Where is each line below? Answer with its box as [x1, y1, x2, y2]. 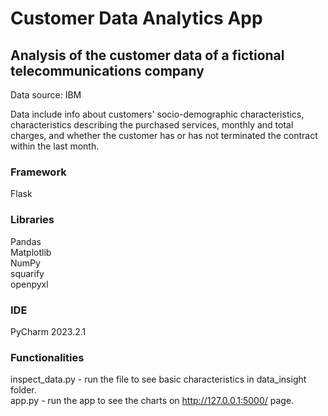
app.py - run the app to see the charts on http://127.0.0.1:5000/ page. [10, 395, 295, 407]
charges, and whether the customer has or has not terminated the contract [10, 130, 318, 141]
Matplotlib [10, 246, 52, 258]
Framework [10, 165, 67, 179]
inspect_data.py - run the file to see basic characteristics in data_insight [10, 373, 307, 386]
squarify [10, 267, 45, 279]
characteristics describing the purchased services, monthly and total [10, 119, 294, 131]
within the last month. [10, 140, 100, 152]
